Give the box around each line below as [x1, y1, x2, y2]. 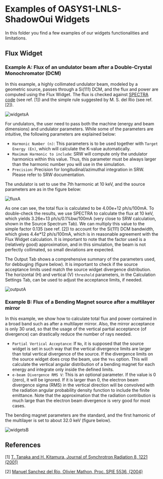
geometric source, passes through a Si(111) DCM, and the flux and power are [5, 86, 159, 92]
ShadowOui [5, 14, 53, 25]
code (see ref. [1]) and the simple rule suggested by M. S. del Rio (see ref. [5, 97, 153, 102]
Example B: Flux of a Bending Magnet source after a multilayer [5, 299, 155, 305]
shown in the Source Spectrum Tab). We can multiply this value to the [5, 220, 145, 226]
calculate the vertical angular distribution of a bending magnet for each [12, 361, 155, 367]
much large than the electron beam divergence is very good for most [12, 398, 150, 403]
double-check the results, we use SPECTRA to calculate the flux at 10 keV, [5, 210, 154, 216]
